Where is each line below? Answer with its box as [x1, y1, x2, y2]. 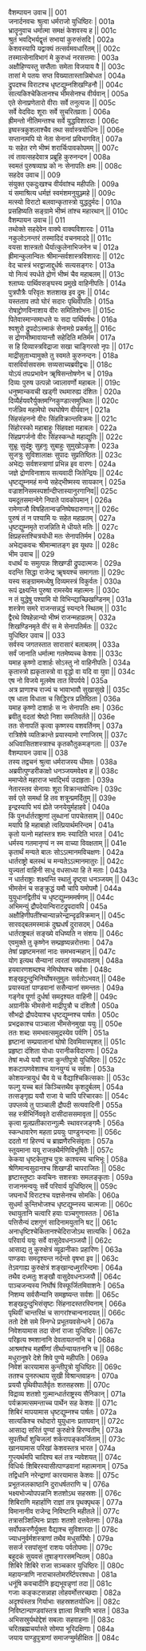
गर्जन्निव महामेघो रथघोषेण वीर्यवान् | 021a [8, 405, 111, 414]
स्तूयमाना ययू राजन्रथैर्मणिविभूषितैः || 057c [8, 1145, 114, 1155]
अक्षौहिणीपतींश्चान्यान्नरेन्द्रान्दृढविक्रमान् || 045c [8, 911, 126, 920]
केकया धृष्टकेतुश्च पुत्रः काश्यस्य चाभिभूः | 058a [8, 1154, 128, 1164]
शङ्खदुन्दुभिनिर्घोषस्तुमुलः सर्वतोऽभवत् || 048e [8, 974, 126, 983]
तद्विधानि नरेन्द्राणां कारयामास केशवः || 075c [8, 1470, 120, 1480]
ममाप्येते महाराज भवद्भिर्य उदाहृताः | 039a [8, 775, 114, 784]
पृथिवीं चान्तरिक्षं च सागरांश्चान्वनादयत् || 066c [8, 1308, 126, 1317]
